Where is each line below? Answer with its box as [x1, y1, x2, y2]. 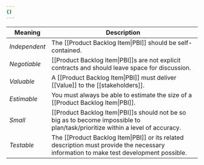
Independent [9, 42, 46, 50]
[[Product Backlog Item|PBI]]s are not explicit [51, 56, 181, 64]
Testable [9, 141, 35, 149]
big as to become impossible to [51, 116, 141, 124]
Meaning [14, 28, 41, 36]
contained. [51, 46, 82, 55]
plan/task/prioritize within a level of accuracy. [51, 123, 182, 132]
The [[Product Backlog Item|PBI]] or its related [51, 133, 184, 141]
